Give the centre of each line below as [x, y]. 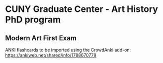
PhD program [33, 20]
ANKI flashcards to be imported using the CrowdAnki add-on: [68, 50]
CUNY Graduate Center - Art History [81, 9]
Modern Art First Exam [41, 38]
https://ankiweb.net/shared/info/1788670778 [51, 55]
